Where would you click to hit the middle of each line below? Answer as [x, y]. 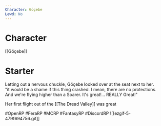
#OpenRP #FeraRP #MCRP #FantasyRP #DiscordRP [57, 113]
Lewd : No [14, 14]
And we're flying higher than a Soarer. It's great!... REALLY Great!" [71, 94]
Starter [20, 71]
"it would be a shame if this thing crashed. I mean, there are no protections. [81, 90]
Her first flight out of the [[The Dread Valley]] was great [61, 104]
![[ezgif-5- [120, 113]
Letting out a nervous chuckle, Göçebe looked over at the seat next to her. [80, 84]
